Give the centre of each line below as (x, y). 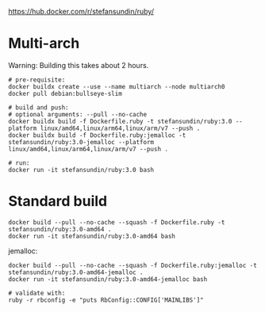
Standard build (58, 202)
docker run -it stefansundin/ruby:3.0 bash (81, 169)
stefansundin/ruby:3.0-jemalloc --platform (81, 142)
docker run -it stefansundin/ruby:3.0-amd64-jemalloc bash (108, 279)
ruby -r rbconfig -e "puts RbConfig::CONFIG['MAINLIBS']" (106, 300)
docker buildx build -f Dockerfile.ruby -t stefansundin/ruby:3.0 (120, 121)
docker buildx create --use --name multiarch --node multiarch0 (117, 86)
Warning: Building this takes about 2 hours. (79, 65)
